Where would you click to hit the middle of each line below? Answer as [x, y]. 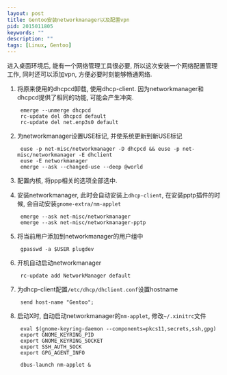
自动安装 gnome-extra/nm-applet [77, 204]
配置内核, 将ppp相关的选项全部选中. [67, 180]
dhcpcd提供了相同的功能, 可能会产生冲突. [75, 97]
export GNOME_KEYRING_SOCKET [62, 341]
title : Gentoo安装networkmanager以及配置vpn [68, 20]
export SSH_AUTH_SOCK [51, 347]
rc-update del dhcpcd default [63, 117]
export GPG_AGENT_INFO [53, 353]
